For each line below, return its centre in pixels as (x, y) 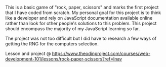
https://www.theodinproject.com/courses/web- (101, 53)
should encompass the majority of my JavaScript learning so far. (73, 29)
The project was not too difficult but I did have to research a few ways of (81, 38)
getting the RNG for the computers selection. (52, 44)
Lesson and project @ (28, 53)
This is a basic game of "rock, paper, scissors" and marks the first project (82, 7)
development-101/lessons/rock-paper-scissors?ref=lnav (64, 59)
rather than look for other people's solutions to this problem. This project (81, 23)
